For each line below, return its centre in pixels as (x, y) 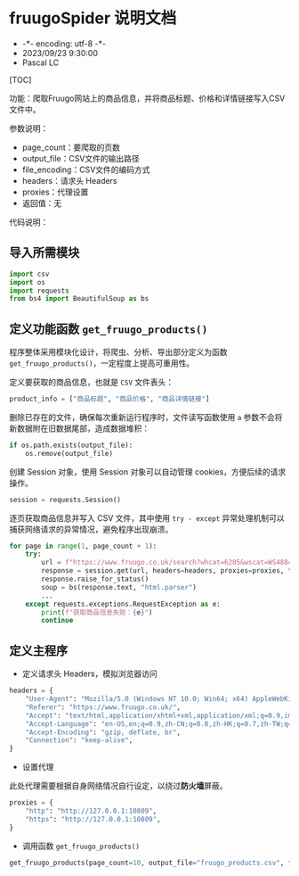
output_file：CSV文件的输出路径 (81, 158)
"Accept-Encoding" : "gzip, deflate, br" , (103, 732)
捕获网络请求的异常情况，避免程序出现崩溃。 (91, 529)
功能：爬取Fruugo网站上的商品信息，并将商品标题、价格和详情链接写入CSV (147, 98)
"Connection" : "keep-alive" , (79, 740)
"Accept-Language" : (61, 723)
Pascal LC (40, 62)
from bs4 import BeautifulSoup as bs (79, 299)
